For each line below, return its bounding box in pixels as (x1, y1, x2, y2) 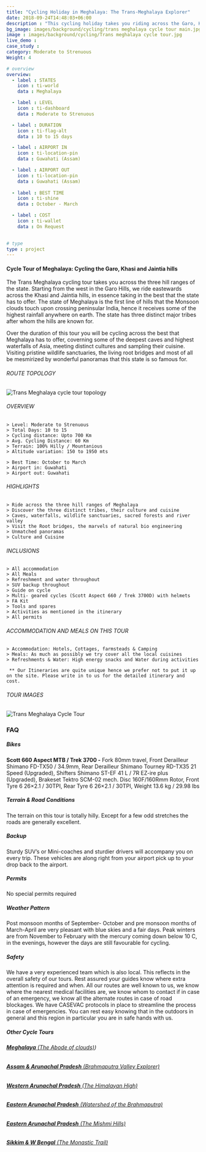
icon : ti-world (17, 83, 59, 89)
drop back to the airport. (6, 861, 69, 868)
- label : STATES (12, 77, 56, 83)
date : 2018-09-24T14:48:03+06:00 (6, 15, 92, 21)
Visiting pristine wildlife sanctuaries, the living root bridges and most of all (6, 349, 193, 356)
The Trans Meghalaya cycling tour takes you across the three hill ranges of (6, 278, 195, 286)
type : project (6, 246, 45, 252)
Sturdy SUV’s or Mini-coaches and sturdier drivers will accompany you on (6, 847, 193, 855)
